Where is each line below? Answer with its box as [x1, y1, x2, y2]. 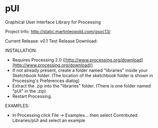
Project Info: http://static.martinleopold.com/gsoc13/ [5, 28, 111, 34]
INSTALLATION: [5, 47, 37, 53]
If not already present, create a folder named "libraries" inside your [12, 67, 148, 73]
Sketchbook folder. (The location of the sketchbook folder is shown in [12, 72, 153, 78]
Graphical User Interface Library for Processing [5, 19, 101, 25]
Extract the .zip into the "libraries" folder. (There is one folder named [12, 83, 151, 88]
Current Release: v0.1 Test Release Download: [5, 38, 98, 44]
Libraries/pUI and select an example [12, 117, 85, 123]
